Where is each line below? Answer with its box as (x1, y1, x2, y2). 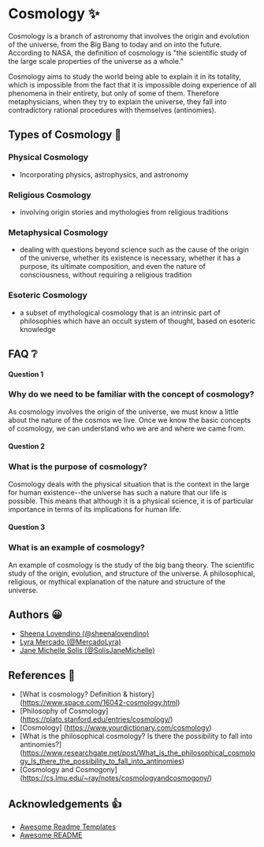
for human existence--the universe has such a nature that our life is (8, 487, 227, 497)
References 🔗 (8, 668, 76, 682)
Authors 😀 (8, 608, 63, 621)
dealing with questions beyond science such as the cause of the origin (19, 245, 250, 255)
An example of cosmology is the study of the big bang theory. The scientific (8, 560, 255, 569)
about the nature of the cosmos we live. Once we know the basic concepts (8, 415, 251, 424)
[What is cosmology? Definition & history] (19, 689, 155, 699)
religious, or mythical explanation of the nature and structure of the (8, 576, 226, 586)
